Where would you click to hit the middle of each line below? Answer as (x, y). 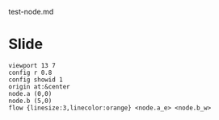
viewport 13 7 (32, 65)
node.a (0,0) (30, 93)
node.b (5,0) (30, 101)
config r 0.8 (30, 72)
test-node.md (31, 12)
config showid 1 (36, 80)
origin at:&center (39, 87)
